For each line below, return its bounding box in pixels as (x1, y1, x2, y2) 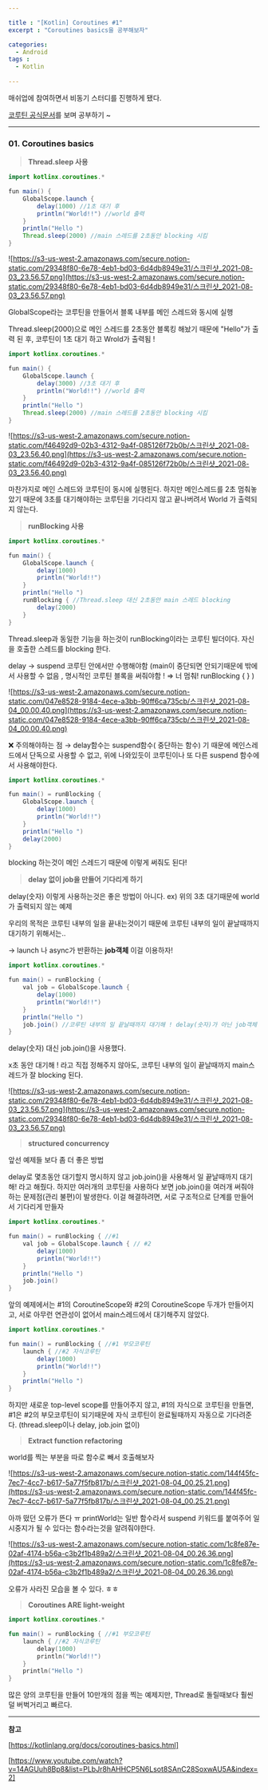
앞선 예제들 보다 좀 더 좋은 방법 (8, 1155, 104, 1165)
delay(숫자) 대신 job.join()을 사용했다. (8, 1044, 126, 1053)
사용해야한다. (16, 760, 58, 770)
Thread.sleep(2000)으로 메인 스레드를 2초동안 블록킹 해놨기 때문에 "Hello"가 (8, 324, 251, 334)
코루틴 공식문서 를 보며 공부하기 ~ (8, 109, 112, 120)
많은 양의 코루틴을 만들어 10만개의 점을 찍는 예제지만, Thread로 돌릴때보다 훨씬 (8, 1690, 254, 1700)
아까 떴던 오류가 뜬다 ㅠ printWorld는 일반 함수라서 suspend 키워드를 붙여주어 (8, 1514, 252, 1523)
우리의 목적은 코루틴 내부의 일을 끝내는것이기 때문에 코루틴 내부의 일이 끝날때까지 (8, 919, 260, 929)
